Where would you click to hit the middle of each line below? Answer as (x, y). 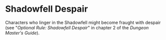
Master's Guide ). (22, 33)
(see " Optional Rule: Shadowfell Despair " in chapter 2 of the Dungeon (77, 27)
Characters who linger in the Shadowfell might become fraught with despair (83, 22)
